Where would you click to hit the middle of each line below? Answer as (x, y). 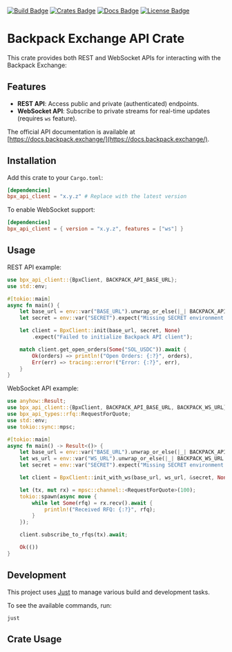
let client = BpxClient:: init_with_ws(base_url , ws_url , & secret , (117, 478)
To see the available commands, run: (59, 605)
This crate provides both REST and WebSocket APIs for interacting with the (114, 57)
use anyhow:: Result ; (37, 401)
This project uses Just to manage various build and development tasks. (109, 592)
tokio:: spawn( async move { (58, 496)
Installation (32, 161)
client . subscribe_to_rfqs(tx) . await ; (74, 535)
